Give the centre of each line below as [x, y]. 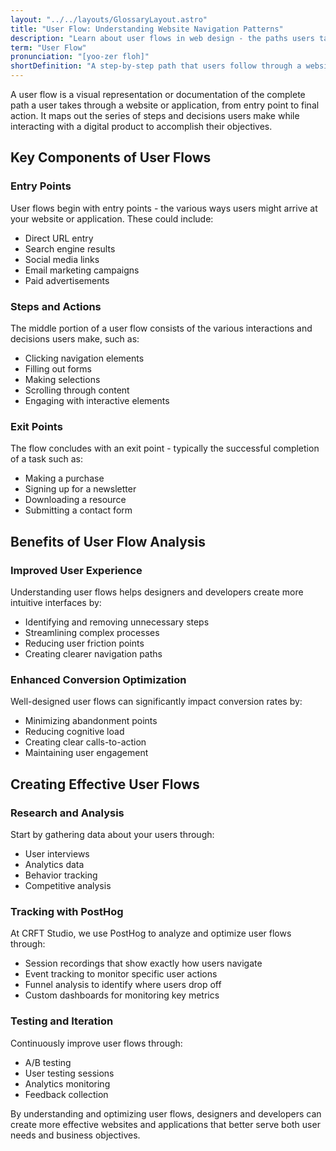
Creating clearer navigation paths [93, 653]
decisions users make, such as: [75, 338]
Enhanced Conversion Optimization [98, 679]
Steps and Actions [56, 306]
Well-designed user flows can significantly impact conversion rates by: [156, 702]
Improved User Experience [76, 570]
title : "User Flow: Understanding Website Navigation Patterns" [147, 29]
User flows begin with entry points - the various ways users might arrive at [164, 208]
